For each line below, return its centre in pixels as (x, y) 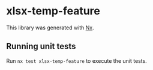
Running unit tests (41, 46)
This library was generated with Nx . (50, 28)
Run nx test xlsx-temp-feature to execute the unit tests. (76, 60)
